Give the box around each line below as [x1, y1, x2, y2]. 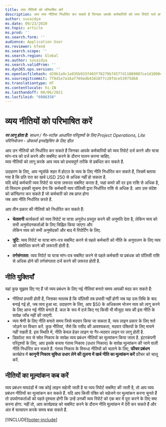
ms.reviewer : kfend [5, 44, 45, 49]
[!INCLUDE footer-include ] [5, 417, 58, 423]
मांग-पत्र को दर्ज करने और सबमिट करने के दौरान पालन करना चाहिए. [5, 154, 111, 159]
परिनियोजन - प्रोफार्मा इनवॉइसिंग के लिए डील [5, 138, 74, 144]
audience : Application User [5, 39, 63, 44]
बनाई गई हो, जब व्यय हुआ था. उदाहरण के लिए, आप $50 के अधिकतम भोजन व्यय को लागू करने [12, 302, 160, 307]
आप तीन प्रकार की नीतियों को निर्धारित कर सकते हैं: [5, 206, 84, 212]
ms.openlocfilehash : [5, 72, 48, 77]
